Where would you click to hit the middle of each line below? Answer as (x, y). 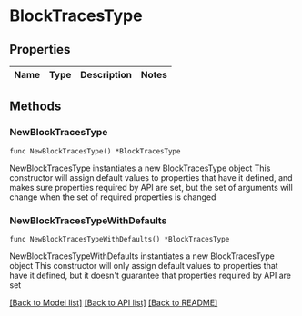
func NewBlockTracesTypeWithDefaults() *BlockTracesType (120, 239)
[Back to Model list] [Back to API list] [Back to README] (114, 302)
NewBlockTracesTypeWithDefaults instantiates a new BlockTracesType (142, 256)
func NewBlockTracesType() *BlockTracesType (95, 151)
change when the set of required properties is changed (113, 197)
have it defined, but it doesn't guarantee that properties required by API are (150, 275)
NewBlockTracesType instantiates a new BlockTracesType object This (140, 168)
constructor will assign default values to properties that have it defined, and (151, 177)
